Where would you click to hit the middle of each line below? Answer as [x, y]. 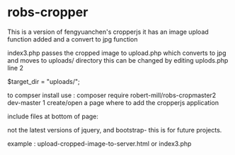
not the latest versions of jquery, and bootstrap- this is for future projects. [115, 130]
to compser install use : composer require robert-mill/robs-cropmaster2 [112, 95]
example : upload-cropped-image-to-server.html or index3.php [99, 143]
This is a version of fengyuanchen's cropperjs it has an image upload [108, 32]
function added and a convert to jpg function [73, 39]
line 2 [15, 68]
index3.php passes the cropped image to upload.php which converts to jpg [117, 53]
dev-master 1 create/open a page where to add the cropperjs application [113, 102]
